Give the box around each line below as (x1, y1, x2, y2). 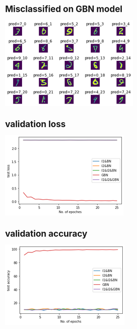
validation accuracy (5, 228, 87, 239)
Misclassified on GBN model (5, 3, 123, 15)
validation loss (5, 119, 66, 130)
